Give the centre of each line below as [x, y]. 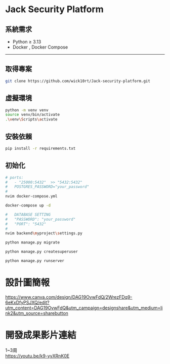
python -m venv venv [27, 110]
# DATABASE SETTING [28, 214]
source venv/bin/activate [32, 115]
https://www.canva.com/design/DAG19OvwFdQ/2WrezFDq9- [69, 297]
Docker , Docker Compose [40, 47]
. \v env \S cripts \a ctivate [31, 119]
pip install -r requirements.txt [40, 148]
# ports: [14, 177]
